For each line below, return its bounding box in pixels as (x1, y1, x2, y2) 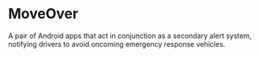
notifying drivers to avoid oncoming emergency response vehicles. (8, 39, 226, 48)
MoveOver (8, 5, 79, 23)
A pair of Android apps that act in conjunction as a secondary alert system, (8, 31, 252, 40)
